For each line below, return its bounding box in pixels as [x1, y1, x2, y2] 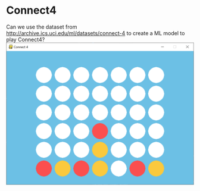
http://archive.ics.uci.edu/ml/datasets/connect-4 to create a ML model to [6, 29, 185, 36]
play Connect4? [6, 36, 45, 43]
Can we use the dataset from [6, 23, 77, 30]
